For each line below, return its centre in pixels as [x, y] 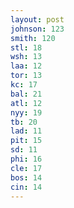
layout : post [37, 19]
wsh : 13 [26, 57]
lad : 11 [26, 131]
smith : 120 [33, 38]
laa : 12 [26, 66]
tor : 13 [26, 76]
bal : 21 [26, 94]
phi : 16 [26, 159]
